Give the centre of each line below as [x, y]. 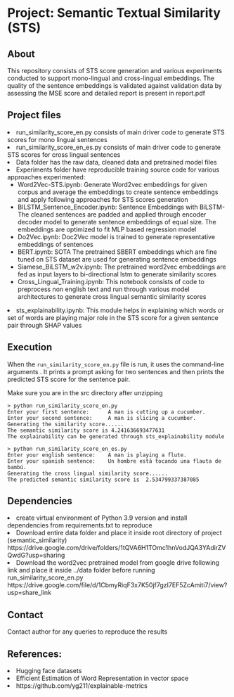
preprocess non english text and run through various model [103, 289]
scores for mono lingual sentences [57, 139]
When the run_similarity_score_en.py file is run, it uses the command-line [116, 364]
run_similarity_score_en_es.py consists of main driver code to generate [119, 147]
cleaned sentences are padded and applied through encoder [118, 214]
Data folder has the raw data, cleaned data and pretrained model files [117, 162]
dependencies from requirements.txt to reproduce [80, 525]
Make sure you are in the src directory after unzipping [85, 392]
